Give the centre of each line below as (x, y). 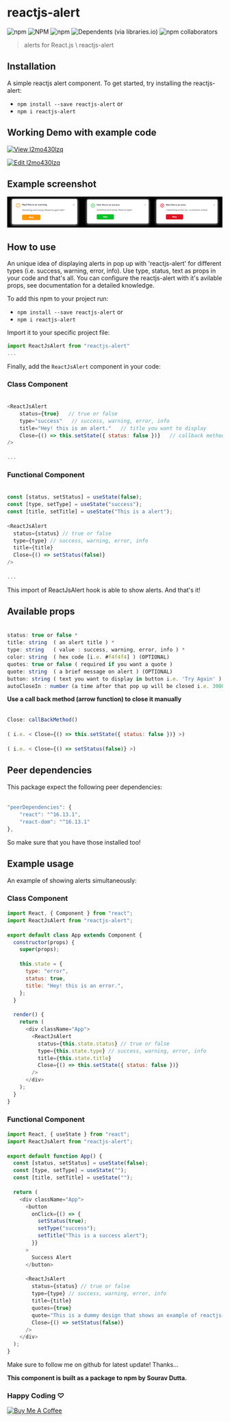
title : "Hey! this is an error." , (75, 986)
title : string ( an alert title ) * (61, 643)
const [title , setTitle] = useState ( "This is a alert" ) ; (90, 512)
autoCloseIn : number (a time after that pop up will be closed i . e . (108, 686)
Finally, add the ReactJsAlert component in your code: (84, 366)
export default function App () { (55, 1156)
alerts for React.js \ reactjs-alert (69, 45)
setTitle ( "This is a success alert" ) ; (93, 1236)
